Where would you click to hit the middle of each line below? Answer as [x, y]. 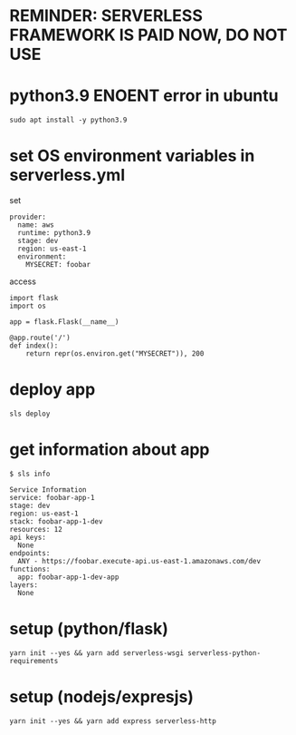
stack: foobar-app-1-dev [56, 521]
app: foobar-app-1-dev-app [68, 577]
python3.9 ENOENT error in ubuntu [144, 96]
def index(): [34, 346]
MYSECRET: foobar [58, 265]
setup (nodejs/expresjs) [102, 697]
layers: [24, 585]
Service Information [48, 490]
